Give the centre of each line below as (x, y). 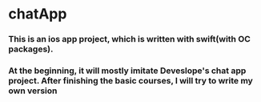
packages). (31, 49)
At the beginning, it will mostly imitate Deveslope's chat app (127, 71)
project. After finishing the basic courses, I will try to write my (131, 81)
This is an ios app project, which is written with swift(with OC (129, 39)
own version (33, 91)
